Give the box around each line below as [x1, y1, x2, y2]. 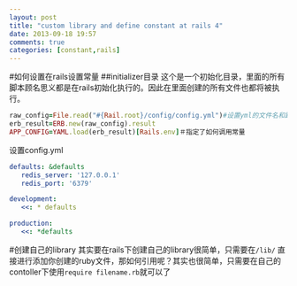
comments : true [9, 37, 65, 47]
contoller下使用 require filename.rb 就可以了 [9, 267, 171, 277]
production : [9, 219, 53, 228]
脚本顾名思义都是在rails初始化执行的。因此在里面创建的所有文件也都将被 [9, 82, 272, 93]
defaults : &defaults [9, 162, 86, 171]
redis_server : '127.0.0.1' [20, 170, 121, 180]
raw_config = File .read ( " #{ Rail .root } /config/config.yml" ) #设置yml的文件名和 [9, 112, 286, 120]
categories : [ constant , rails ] [9, 46, 121, 55]
